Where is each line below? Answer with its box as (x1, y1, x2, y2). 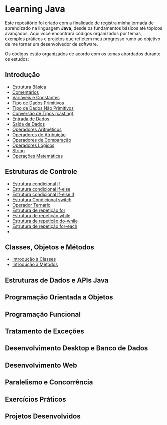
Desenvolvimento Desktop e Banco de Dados (5, 344, 148, 353)
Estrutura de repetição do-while (12, 218, 78, 224)
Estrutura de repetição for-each (12, 223, 78, 229)
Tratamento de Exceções (5, 327, 84, 335)
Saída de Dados (12, 121, 45, 127)
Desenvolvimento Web (5, 361, 77, 369)
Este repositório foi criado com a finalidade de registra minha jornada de (5, 20, 154, 26)
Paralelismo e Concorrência (5, 378, 93, 387)
